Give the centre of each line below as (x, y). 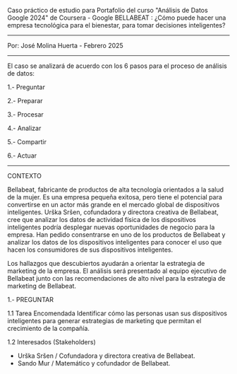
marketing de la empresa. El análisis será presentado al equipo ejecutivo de (117, 271)
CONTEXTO (25, 176)
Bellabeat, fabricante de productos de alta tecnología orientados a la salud (116, 189)
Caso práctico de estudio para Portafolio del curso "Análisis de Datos (108, 10)
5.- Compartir (27, 142)
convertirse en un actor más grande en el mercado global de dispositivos (114, 205)
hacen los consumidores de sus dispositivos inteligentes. (90, 250)
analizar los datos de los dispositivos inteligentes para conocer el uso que (115, 242)
